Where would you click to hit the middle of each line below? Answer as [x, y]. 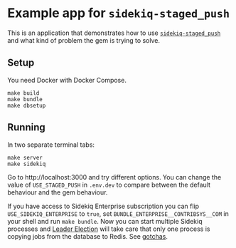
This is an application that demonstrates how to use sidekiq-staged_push [114, 33]
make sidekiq [27, 164]
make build [23, 93]
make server [25, 157]
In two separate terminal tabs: [51, 145]
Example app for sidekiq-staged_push [118, 13]
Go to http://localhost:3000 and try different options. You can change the [114, 177]
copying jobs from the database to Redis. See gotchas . [88, 236]
